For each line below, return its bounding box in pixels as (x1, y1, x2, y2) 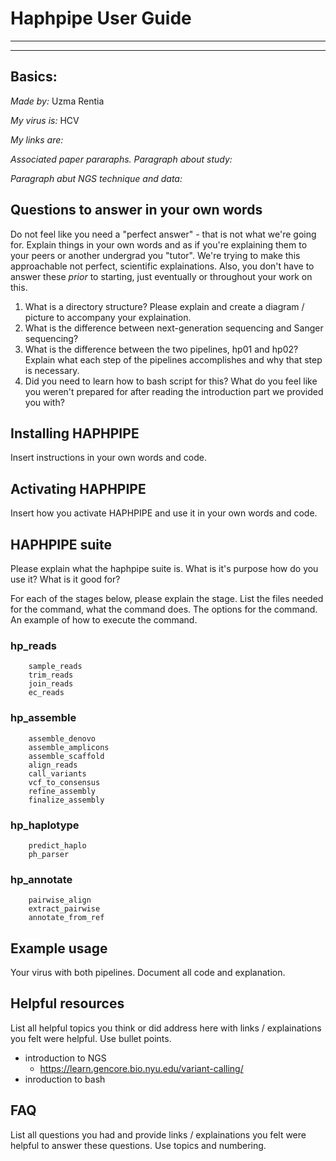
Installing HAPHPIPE (10, 425, 140, 442)
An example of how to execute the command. (10, 614, 198, 626)
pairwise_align (28, 895, 92, 906)
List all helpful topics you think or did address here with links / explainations (10, 1022, 322, 1034)
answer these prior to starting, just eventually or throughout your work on (10, 270, 313, 282)
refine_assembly (28, 786, 97, 796)
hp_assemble (10, 711, 77, 725)
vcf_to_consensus (28, 777, 101, 787)
